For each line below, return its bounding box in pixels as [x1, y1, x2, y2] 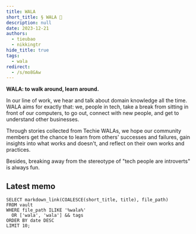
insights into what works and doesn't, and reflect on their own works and [6, 140, 185, 147]
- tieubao [11, 36, 36, 42]
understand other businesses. [6, 116, 80, 123]
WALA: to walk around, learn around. [6, 85, 99, 92]
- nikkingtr [11, 42, 42, 48]
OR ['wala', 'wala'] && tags [11, 213, 84, 219]
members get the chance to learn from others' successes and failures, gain [6, 134, 191, 141]
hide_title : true [6, 47, 49, 53]
